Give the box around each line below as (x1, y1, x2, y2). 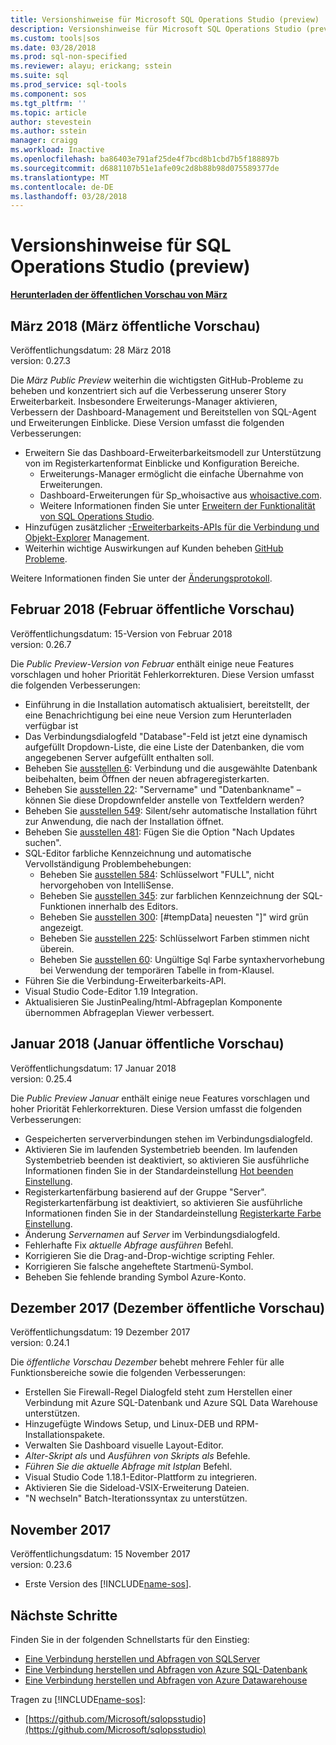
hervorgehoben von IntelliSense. (39, 879, 174, 891)
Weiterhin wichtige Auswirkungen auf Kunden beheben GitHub (24, 542, 284, 554)
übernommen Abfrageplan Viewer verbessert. (24, 1006, 215, 1018)
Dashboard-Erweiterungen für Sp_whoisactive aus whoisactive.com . (39, 489, 322, 501)
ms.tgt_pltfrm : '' (10, 98, 87, 108)
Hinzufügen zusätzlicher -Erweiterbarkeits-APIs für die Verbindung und (24, 521, 320, 533)
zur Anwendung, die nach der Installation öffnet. (24, 815, 225, 827)
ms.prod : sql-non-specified (10, 52, 128, 62)
